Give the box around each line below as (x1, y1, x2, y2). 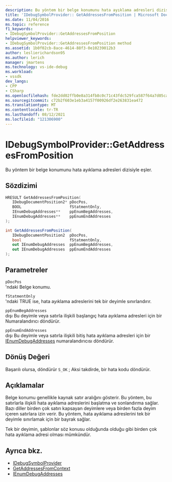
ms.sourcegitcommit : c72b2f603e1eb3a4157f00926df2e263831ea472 (5, 98, 143, 103)
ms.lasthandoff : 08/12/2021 (5, 112, 66, 118)
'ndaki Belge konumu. (5, 284, 51, 290)
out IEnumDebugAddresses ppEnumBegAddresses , (12, 242, 114, 247)
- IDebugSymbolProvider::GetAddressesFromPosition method (5, 41, 132, 46)
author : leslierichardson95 (5, 50, 66, 55)
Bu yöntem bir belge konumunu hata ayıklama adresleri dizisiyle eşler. (5, 167, 153, 173)
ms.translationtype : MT (5, 103, 56, 108)
